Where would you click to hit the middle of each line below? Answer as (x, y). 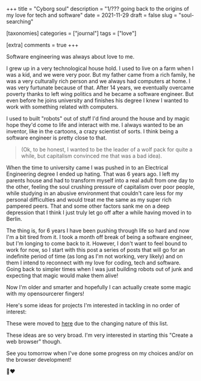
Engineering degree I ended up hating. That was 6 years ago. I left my (93, 174)
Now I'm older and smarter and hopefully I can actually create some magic (99, 287)
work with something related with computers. (62, 107)
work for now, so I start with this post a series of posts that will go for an (96, 250)
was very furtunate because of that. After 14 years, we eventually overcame (100, 88)
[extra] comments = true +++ (42, 45)
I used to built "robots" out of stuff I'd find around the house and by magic (98, 118)
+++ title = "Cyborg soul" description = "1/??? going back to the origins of (98, 9)
